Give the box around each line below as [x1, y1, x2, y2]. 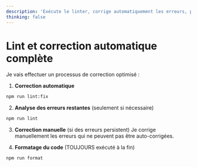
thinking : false [6, 14, 46, 20]
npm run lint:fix [6, 94, 49, 100]
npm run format [6, 155, 43, 161]
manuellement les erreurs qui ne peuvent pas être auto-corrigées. [14, 132, 174, 139]
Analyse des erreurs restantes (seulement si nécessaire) [14, 104, 154, 111]
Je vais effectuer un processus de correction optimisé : [6, 71, 140, 78]
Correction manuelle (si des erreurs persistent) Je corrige [14, 127, 157, 134]
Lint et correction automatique [6, 39, 157, 53]
